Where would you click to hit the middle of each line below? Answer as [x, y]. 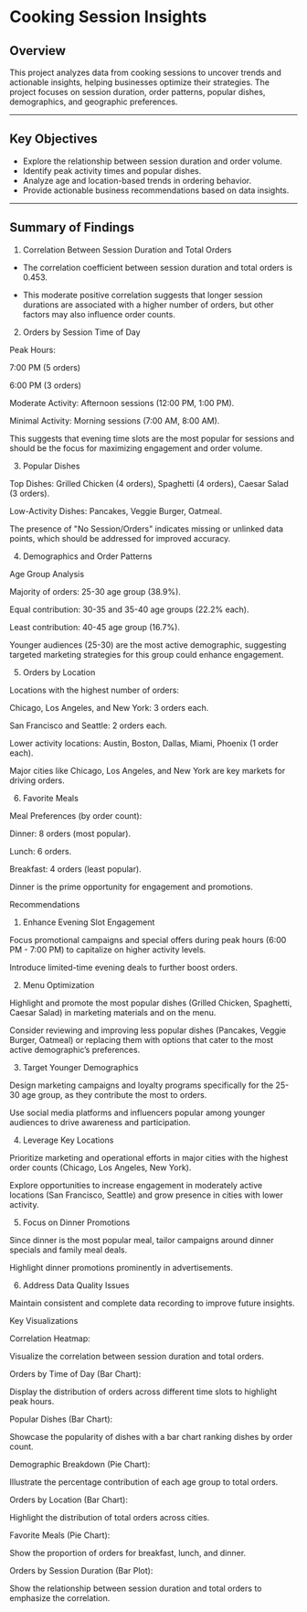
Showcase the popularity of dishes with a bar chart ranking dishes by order [151, 1436]
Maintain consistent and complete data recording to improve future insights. [152, 1303]
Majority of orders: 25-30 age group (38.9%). [95, 591]
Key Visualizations [44, 1320]
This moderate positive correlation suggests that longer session [143, 295]
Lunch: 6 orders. [41, 851]
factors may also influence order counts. [99, 314]
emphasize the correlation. [60, 1597]
